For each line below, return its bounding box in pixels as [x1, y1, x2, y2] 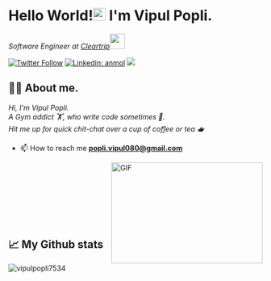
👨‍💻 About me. [8, 82, 79, 95]
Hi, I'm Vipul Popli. [8, 103, 69, 112]
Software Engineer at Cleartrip [8, 41, 110, 51]
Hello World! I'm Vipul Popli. [8, 6, 213, 25]
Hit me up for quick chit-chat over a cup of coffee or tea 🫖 [8, 124, 205, 133]
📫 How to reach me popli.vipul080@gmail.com [19, 143, 183, 153]
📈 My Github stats [8, 237, 104, 252]
